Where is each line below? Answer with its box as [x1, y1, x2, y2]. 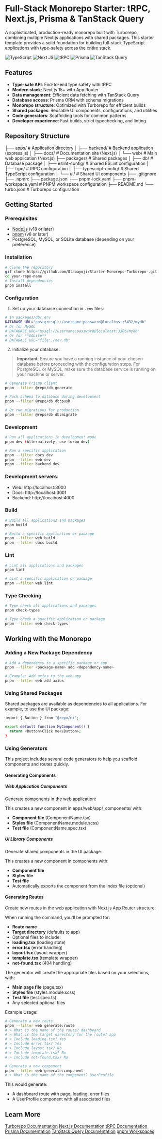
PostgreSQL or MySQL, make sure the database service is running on [16, 366, 156, 372]
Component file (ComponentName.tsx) [12, 815, 91, 821]
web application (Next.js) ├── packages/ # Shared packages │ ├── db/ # [5, 155, 154, 161]
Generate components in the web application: [5, 796, 96, 802]
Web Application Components [5, 784, 67, 789]
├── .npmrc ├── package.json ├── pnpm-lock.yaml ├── [5, 176, 122, 182]
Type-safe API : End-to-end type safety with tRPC [12, 81, 112, 87]
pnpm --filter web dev [5, 457, 51, 462]
